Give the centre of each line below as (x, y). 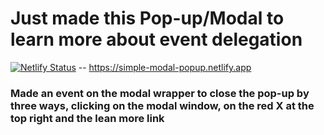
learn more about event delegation (156, 39)
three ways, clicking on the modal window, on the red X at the (162, 105)
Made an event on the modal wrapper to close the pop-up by (160, 93)
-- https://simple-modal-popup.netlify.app (165, 67)
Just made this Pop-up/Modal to (147, 18)
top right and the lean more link (87, 118)
